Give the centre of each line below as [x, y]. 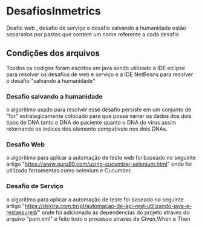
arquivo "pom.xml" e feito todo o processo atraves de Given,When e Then [98, 218]
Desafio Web [26, 145]
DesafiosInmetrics [54, 11]
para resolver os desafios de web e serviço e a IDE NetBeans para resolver [100, 74]
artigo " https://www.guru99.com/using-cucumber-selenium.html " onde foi [99, 164]
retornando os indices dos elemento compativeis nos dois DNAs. [87, 129]
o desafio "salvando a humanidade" [51, 80]
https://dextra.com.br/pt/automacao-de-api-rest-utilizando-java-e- [108, 206]
